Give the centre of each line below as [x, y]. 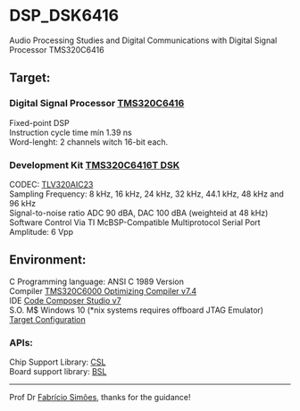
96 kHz [23, 203]
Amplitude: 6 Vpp [42, 231]
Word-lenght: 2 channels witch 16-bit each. [89, 142]
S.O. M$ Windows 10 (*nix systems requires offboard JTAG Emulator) [137, 310]
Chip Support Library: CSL [58, 362]
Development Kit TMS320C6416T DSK [95, 164]
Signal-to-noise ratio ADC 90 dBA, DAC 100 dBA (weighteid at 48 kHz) [139, 213]
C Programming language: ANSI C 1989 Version [97, 281]
